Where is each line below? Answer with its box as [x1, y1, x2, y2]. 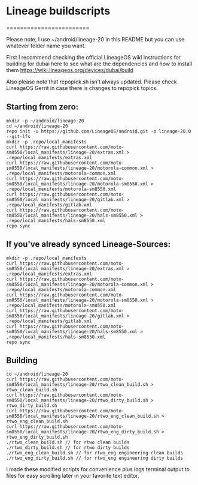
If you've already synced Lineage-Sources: [6, 239, 171, 250]
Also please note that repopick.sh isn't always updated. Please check [6, 78, 178, 85]
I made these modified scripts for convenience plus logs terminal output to [6, 466, 190, 473]
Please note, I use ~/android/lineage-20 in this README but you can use [6, 35, 185, 43]
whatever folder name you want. [6, 42, 86, 49]
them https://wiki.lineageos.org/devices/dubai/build [6, 66, 133, 73]
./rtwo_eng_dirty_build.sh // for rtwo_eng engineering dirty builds [6, 455, 184, 462]
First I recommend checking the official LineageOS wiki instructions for [6, 53, 181, 61]
